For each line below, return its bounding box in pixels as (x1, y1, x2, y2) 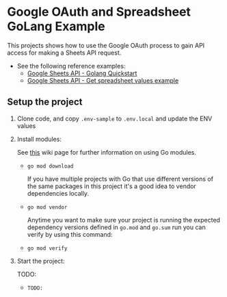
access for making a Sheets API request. (7, 49, 122, 57)
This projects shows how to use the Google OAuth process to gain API (7, 41, 205, 49)
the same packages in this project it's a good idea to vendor (27, 182, 196, 190)
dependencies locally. (27, 189, 90, 197)
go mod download (27, 162, 74, 170)
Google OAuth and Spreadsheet (7, 4, 191, 20)
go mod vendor (27, 203, 68, 211)
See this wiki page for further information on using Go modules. (16, 148, 197, 156)
